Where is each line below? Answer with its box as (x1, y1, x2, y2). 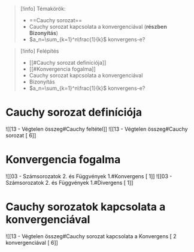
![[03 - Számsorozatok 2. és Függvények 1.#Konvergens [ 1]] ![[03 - (5, 172, 172, 179)
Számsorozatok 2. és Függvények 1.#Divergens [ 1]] (5, 179, 134, 186)
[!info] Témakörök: (20, 5, 66, 12)
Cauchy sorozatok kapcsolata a (5, 200, 166, 214)
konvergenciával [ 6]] (5, 239, 58, 246)
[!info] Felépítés (20, 47, 59, 55)
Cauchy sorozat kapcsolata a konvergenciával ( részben (29, 23, 167, 30)
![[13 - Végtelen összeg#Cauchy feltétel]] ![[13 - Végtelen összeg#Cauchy (5, 125, 188, 133)
